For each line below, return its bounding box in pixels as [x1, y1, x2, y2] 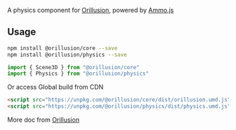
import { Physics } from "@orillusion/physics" [7, 70, 150, 78]
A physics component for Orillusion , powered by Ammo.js [7, 6, 174, 14]
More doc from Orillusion [7, 115, 79, 124]
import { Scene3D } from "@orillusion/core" [7, 64, 140, 71]
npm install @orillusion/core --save [7, 45, 118, 52]
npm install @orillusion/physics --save [7, 51, 128, 58]
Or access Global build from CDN [7, 83, 104, 92]
